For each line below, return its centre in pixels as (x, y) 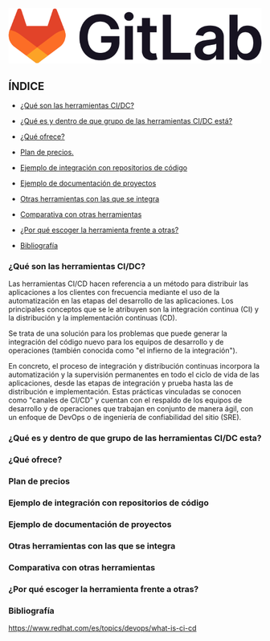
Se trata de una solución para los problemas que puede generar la (118, 333)
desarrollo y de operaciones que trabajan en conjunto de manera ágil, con (131, 409)
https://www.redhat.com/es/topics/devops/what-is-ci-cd (102, 628)
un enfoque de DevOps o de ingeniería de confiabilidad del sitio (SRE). (125, 418)
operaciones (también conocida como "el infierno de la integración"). (123, 351)
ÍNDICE (27, 86)
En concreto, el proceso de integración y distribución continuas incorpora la (134, 366)
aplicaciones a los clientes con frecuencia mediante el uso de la (114, 292)
